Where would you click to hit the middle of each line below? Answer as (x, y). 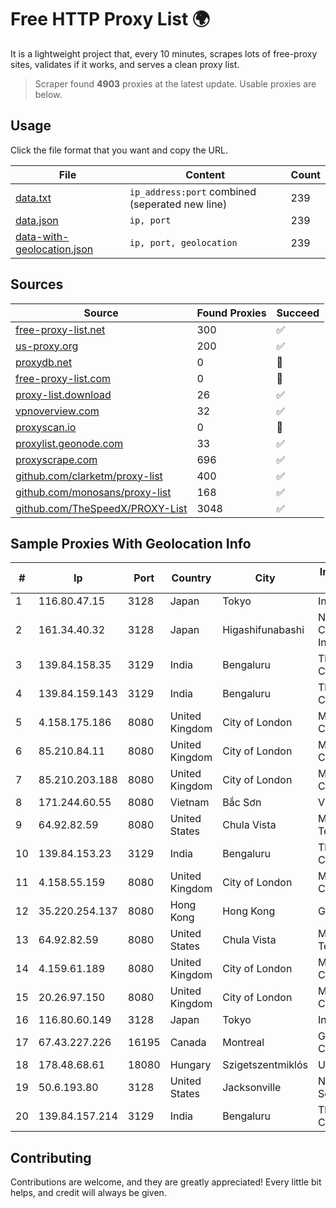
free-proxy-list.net (60, 329)
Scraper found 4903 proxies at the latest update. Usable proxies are (175, 83)
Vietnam (189, 803)
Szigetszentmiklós (265, 1065)
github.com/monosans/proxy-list (93, 492)
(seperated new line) (178, 204)
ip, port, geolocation (183, 242)
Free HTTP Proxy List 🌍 (110, 19)
